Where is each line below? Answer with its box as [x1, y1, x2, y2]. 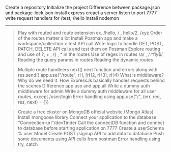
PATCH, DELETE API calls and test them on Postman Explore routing [17, 46, 160, 52]
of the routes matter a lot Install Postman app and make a [17, 35, 138, 41]
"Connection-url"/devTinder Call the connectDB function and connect [17, 119, 164, 126]
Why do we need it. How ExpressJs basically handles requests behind [17, 77, 165, 83]
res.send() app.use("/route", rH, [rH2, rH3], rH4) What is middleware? [17, 72, 164, 78]
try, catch [17, 141, 38, 147]
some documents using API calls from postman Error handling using [17, 136, 161, 142]
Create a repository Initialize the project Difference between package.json [5, 5, 160, 10]
